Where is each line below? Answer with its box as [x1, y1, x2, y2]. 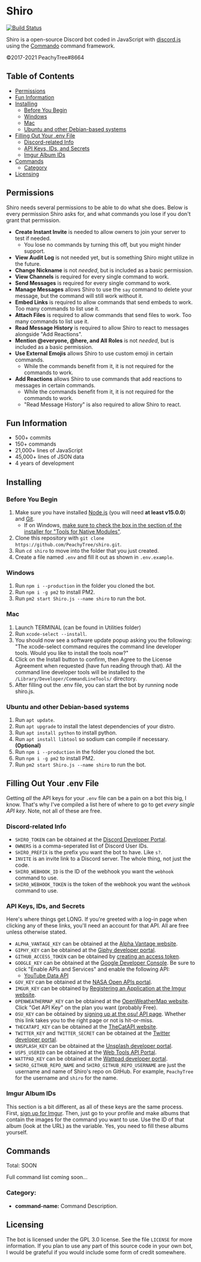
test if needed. [14, 235, 51, 242]
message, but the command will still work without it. [14, 292, 143, 299]
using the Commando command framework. [6, 42, 115, 49]
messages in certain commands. [14, 381, 96, 389]
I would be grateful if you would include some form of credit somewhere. [6, 1248, 187, 1255]
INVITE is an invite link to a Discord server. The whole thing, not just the [14, 855, 191, 863]
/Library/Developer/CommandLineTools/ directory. [14, 675, 137, 682]
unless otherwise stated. [6, 928, 67, 936]
